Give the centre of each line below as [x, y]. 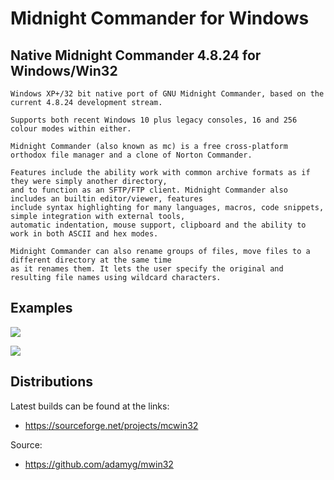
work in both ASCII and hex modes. [84, 234]
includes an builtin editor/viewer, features [106, 199]
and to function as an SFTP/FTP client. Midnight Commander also [149, 190]
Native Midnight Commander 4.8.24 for [136, 55]
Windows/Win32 [64, 70]
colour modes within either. [71, 129]
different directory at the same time [91, 260]
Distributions [52, 382]
